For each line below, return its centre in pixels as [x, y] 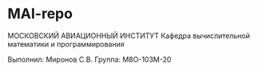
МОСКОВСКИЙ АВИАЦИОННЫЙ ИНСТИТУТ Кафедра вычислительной [129, 36]
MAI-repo [40, 14]
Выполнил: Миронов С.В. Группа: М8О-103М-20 [89, 59]
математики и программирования [66, 44]
